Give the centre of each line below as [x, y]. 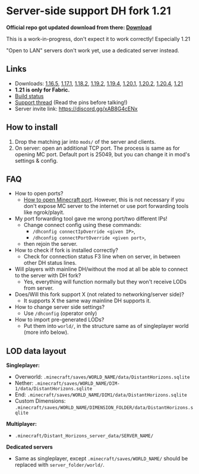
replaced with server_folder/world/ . [60, 465]
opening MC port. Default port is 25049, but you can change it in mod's [102, 154]
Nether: [24, 383]
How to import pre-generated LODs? [59, 320]
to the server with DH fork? [48, 276]
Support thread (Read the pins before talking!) [71, 102]
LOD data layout [36, 351]
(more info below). [46, 332]
